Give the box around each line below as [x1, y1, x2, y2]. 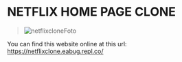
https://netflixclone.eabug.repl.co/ [7, 47, 104, 55]
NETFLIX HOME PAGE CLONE [7, 4, 177, 20]
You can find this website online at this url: [7, 40, 127, 48]
